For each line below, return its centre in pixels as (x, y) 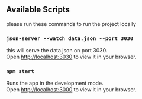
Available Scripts (38, 10)
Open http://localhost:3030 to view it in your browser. (72, 57)
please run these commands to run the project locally (71, 24)
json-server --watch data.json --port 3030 (70, 38)
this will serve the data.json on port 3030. (57, 51)
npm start (20, 71)
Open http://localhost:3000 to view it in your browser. (72, 90)
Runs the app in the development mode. (55, 83)
